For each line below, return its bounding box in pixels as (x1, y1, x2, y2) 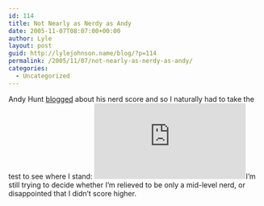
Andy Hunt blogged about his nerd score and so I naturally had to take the (8, 94, 254, 103)
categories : (8, 65, 48, 73)
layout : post (8, 42, 52, 50)
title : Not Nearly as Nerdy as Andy (8, 19, 132, 27)
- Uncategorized (15, 72, 70, 80)
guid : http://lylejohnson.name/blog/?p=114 (8, 49, 157, 57)
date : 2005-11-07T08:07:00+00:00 (8, 27, 121, 35)
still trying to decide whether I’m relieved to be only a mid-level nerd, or (8, 179, 246, 190)
